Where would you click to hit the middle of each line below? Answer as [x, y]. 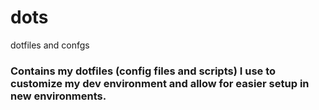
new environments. [58, 96]
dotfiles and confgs [50, 45]
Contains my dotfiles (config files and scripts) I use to [143, 71]
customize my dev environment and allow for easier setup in [160, 83]
